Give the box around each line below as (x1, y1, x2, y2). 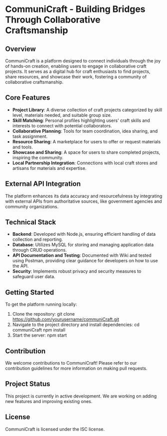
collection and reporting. (12, 236, 63, 243)
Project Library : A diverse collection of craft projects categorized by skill (12, 106, 163, 113)
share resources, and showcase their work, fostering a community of (5, 74, 147, 79)
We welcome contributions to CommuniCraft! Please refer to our (5, 360, 137, 366)
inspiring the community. (12, 154, 64, 160)
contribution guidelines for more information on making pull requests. (5, 366, 148, 372)
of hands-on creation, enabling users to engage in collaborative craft (5, 63, 147, 69)
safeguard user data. (12, 274, 56, 280)
